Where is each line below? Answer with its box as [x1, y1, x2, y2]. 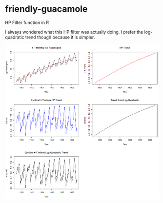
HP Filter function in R [5, 20, 49, 25]
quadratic [5, 34, 24, 40]
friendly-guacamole [5, 3, 88, 15]
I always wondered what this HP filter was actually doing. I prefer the [5, 29, 143, 35]
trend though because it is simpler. [25, 34, 95, 40]
